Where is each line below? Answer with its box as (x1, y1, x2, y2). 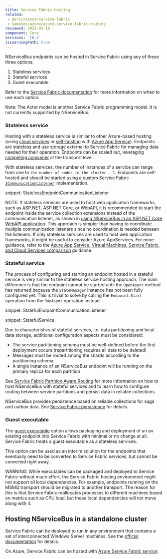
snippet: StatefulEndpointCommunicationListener (5, 307, 106, 313)
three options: (5, 59, 34, 65)
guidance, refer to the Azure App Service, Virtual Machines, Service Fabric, (5, 242, 160, 248)
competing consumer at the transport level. (5, 155, 94, 161)
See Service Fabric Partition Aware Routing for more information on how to (5, 378, 159, 384)
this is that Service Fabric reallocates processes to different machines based (5, 489, 163, 495)
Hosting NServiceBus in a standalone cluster (5, 515, 147, 523)
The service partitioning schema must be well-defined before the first (12, 342, 156, 348)
